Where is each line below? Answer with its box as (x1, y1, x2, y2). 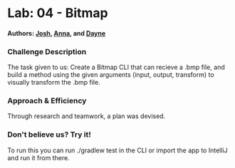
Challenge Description (7, 46, 87, 56)
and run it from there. (7, 153, 70, 162)
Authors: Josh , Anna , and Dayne (7, 28, 106, 37)
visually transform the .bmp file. (7, 78, 101, 87)
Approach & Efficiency (7, 96, 87, 105)
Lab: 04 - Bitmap (7, 5, 108, 21)
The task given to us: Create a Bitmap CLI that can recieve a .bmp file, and (7, 63, 226, 72)
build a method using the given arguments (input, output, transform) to (7, 70, 215, 79)
